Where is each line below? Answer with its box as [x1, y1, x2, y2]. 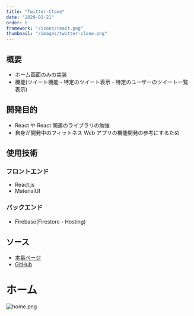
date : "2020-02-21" [6, 14, 55, 20]
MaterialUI [14, 187, 40, 194]
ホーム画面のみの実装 [14, 71, 67, 78]
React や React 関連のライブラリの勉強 [14, 122, 110, 129]
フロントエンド [6, 167, 49, 175]
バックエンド [6, 203, 43, 212]
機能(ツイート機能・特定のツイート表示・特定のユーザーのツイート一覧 [14, 78, 189, 85]
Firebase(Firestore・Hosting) [14, 218, 86, 225]
